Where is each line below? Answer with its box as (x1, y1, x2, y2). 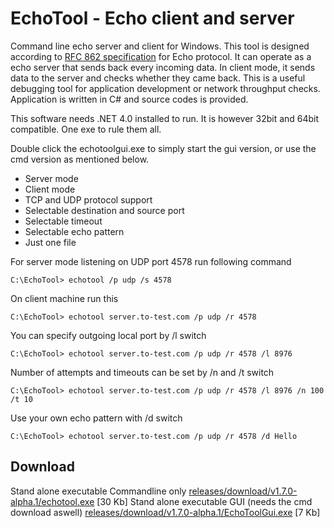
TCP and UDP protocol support (24, 193, 153, 206)
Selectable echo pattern (24, 225, 125, 237)
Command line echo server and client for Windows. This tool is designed (10, 40, 310, 52)
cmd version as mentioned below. (10, 153, 150, 165)
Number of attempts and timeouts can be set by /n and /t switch (10, 366, 275, 378)
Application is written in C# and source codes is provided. (10, 93, 249, 105)
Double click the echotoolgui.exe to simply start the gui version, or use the (10, 142, 317, 154)
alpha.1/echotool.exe (10, 495, 95, 507)
